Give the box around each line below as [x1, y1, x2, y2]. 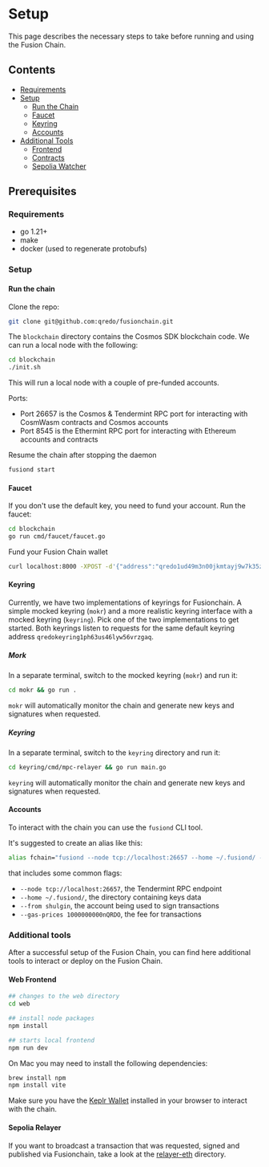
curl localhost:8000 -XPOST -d [8, 563, 113, 571]
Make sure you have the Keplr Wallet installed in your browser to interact [8, 1096, 247, 1105]
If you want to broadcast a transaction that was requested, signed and [8, 1140, 240, 1150]
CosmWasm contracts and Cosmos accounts [19, 418, 169, 427]
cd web [8, 1000, 30, 1008]
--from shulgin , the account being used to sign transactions [19, 900, 220, 910]
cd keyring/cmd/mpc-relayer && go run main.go [8, 763, 167, 771]
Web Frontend [8, 974, 57, 984]
